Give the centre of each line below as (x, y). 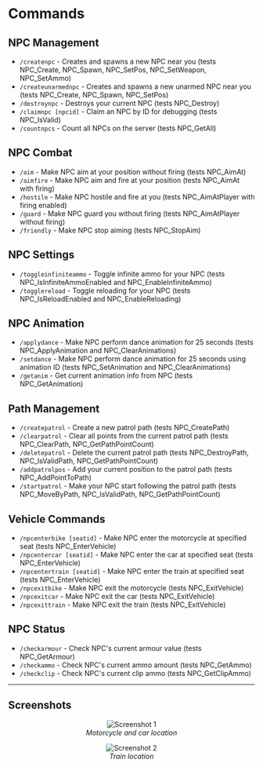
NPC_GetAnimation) (51, 384)
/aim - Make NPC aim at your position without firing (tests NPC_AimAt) (133, 172)
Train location (131, 756)
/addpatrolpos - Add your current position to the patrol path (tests (126, 469)
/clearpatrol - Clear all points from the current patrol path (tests (124, 436)
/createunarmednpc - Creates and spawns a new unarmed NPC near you (135, 86)
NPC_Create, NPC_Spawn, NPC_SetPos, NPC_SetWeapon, (113, 70)
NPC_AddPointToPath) (56, 478)
